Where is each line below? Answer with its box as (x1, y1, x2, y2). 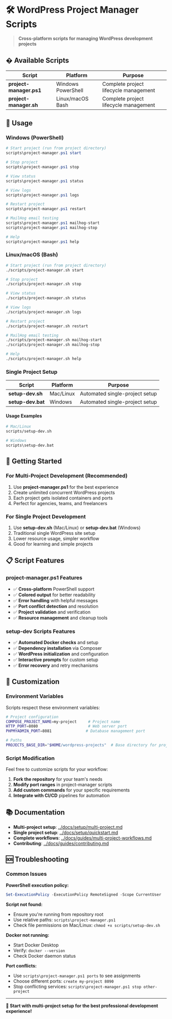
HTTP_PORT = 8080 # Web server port (6, 724, 127, 729)
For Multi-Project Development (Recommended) (6, 472, 128, 480)
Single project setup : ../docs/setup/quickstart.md (13, 829, 118, 835)
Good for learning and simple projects (13, 540, 93, 547)
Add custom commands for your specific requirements (13, 787, 130, 793)
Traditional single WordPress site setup (13, 530, 96, 536)
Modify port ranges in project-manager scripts (13, 782, 113, 788)
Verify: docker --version (13, 947, 65, 954)
